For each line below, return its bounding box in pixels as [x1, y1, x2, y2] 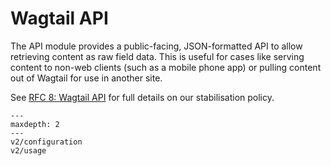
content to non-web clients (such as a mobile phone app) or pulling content [10, 61, 322, 73]
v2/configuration [10, 137, 83, 147]
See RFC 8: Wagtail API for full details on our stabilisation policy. [10, 91, 275, 103]
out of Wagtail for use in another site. [10, 72, 163, 84]
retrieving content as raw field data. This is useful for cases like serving [10, 50, 305, 62]
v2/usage [10, 145, 47, 156]
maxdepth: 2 [10, 119, 60, 129]
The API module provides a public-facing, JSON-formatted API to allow [10, 40, 303, 52]
